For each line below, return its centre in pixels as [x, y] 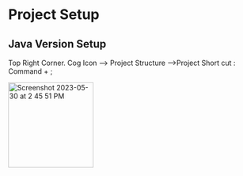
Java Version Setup [57, 44]
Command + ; [30, 71]
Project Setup [54, 15]
